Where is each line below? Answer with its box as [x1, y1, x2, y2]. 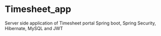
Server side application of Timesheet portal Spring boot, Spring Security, [5, 20, 156, 26]
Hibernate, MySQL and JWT [5, 25, 64, 31]
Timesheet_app [5, 3, 72, 15]
